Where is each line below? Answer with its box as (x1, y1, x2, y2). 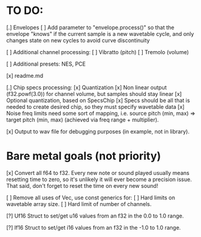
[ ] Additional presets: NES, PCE (6, 60, 86, 67)
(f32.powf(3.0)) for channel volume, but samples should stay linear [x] (6, 90, 182, 97)
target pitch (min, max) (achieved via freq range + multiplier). (6, 116, 159, 123)
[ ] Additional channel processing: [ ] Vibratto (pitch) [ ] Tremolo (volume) (6, 48, 189, 55)
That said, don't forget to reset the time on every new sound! (6, 182, 158, 189)
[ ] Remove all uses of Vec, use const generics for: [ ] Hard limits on (6, 194, 175, 201)
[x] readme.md (6, 72, 44, 79)
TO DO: (6, 4, 44, 18)
